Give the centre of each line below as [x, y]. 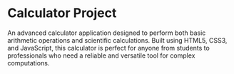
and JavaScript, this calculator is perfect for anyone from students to [109, 48]
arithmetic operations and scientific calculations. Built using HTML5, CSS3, [117, 40]
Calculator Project [62, 13]
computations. [29, 63]
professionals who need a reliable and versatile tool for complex [101, 55]
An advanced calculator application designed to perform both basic [107, 33]
